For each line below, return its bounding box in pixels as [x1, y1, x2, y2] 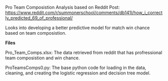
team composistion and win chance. [5, 55, 80, 61]
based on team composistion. [5, 30, 67, 36]
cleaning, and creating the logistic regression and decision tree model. [5, 70, 151, 76]
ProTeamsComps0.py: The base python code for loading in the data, [5, 65, 146, 70]
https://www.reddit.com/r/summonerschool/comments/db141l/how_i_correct [5, 10, 163, 16]
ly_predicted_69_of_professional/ [5, 15, 73, 21]
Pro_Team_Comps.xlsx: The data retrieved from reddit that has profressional [5, 50, 162, 55]
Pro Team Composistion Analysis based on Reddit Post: [5, 5, 120, 10]
